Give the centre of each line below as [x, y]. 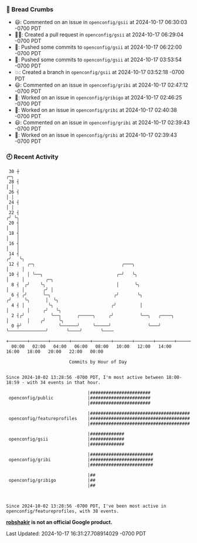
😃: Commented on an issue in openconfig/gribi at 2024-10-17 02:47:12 [101, 85]
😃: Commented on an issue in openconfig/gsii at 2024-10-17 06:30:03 [101, 22]
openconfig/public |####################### [79, 398]
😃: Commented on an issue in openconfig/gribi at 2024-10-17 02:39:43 [102, 122]
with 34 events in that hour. [64, 382]
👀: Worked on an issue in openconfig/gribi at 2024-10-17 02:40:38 [96, 110]
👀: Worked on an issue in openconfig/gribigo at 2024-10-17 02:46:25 [98, 98]
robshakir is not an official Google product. [59, 522]
